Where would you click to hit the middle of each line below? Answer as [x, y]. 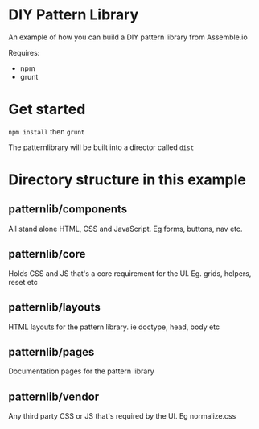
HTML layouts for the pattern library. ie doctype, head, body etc [114, 327]
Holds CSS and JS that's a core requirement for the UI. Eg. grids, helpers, [130, 273]
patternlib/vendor [54, 396]
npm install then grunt [47, 131]
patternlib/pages [51, 352]
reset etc [23, 282]
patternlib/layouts [54, 307]
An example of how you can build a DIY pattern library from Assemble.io [128, 37]
